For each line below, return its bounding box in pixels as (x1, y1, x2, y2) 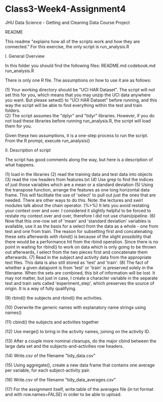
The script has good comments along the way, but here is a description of (5, 156, 153, 162)
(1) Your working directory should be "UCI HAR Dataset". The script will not (5, 86, 155, 92)
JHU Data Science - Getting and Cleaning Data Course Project (5, 20, 130, 25)
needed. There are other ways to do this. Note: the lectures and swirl (5, 197, 143, 203)
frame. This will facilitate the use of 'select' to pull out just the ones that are (5, 192, 156, 198)
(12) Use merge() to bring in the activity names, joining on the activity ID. (5, 328, 150, 334)
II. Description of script (5, 147, 51, 153)
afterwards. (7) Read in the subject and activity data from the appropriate (5, 254, 152, 260)
